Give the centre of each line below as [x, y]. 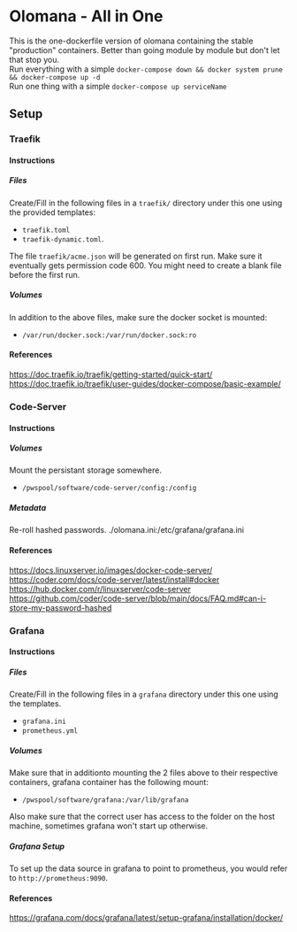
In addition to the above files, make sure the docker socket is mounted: [138, 317]
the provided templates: [52, 212]
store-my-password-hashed [61, 607]
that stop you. [34, 59]
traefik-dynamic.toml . [63, 239]
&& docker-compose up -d [55, 77]
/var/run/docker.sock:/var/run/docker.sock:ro [109, 335]
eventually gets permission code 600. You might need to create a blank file [145, 265]
